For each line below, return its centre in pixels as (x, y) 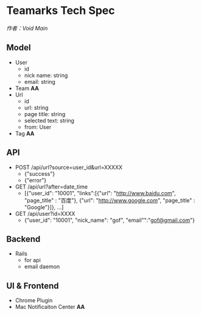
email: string (40, 81)
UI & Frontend (33, 286)
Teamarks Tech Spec (61, 11)
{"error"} (35, 180)
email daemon (42, 267)
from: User (38, 127)
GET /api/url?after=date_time (51, 187)
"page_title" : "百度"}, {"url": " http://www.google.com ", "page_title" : (110, 200)
